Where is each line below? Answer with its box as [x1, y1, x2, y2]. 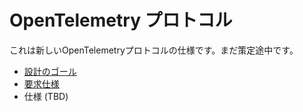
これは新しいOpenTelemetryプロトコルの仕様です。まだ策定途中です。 [9, 44, 299, 56]
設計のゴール [23, 65, 77, 77]
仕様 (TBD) [23, 90, 69, 102]
